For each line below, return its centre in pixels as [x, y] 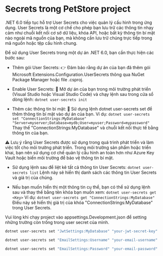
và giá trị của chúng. [33, 177]
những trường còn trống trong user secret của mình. [57, 222]
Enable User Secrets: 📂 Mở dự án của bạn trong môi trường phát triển [81, 89]
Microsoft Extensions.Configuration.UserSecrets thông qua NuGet [78, 74]
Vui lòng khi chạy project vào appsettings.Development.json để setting [76, 217]
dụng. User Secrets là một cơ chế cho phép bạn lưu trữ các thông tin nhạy [79, 27]
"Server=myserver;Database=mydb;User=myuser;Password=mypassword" [81, 123]
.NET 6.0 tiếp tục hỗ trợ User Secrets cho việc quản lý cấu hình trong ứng [79, 22]
